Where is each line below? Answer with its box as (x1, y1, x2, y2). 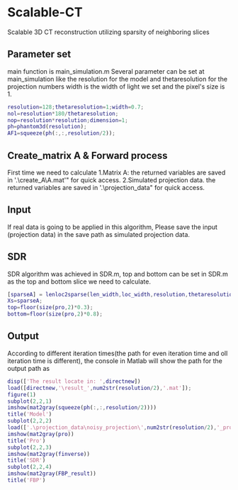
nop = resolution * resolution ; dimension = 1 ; (7, 116, 129, 124)
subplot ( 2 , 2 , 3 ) (7, 444, 52, 451)
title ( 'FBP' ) (7, 477, 46, 484)
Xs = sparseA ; (7, 297, 42, 305)
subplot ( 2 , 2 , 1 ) (7, 398, 52, 405)
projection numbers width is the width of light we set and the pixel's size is (7, 82, 225, 91)
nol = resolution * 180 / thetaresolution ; (7, 110, 119, 117)
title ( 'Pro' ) (7, 437, 46, 444)
